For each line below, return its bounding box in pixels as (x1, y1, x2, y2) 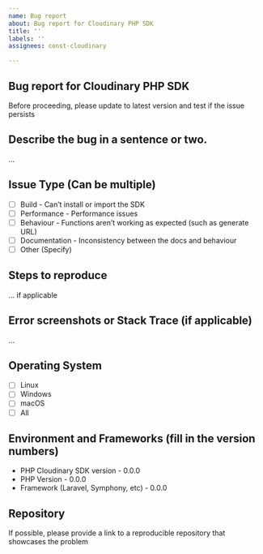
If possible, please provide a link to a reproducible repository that (8, 528, 226, 538)
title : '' (8, 27, 42, 35)
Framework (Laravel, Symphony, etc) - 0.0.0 (19, 483, 168, 493)
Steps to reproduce (8, 268, 108, 282)
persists (8, 109, 36, 118)
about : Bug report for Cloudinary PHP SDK (8, 19, 154, 28)
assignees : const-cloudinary (8, 42, 107, 50)
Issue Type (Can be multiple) (8, 178, 156, 191)
